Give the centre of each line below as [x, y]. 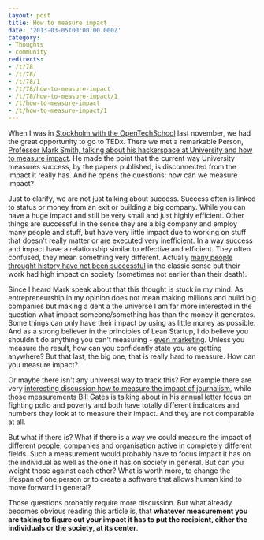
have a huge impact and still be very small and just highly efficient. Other [126, 215]
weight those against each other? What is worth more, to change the [119, 471]
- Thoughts [26, 45]
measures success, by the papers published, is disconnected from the [122, 167]
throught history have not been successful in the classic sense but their [124, 266]
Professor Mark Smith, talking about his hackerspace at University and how [130, 150]
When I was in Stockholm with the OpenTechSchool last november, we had [129, 133]
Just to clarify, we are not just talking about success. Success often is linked [132, 199]
